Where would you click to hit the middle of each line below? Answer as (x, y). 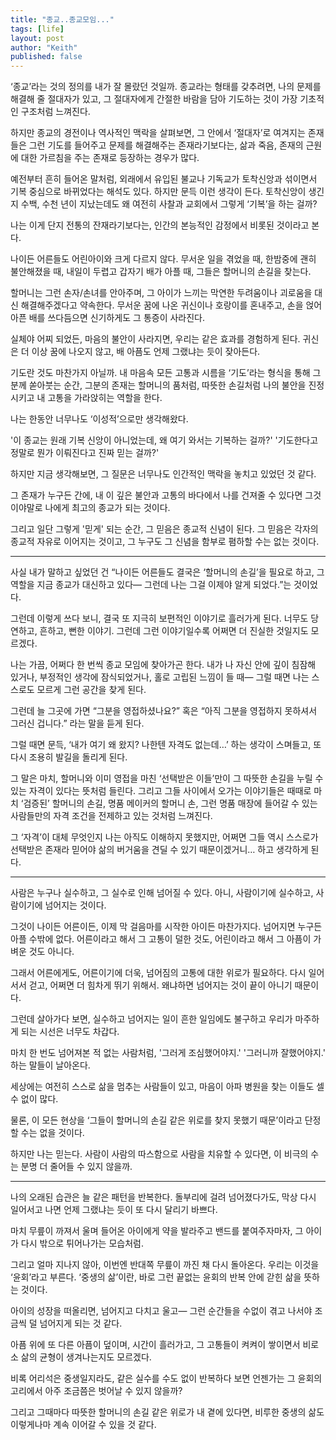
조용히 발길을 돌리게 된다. (78, 757)
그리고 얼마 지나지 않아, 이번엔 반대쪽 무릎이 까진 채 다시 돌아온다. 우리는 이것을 (165, 1265)
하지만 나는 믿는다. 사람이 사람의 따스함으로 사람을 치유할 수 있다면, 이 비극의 (159, 1154)
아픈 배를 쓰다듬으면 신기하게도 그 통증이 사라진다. (108, 318)
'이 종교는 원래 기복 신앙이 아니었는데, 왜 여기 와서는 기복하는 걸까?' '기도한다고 (164, 440)
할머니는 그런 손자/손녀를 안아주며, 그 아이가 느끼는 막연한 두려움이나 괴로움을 (161, 293)
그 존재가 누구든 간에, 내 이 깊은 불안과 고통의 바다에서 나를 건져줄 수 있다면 (156, 495)
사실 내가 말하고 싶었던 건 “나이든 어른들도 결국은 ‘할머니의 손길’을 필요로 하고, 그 (167, 572)
